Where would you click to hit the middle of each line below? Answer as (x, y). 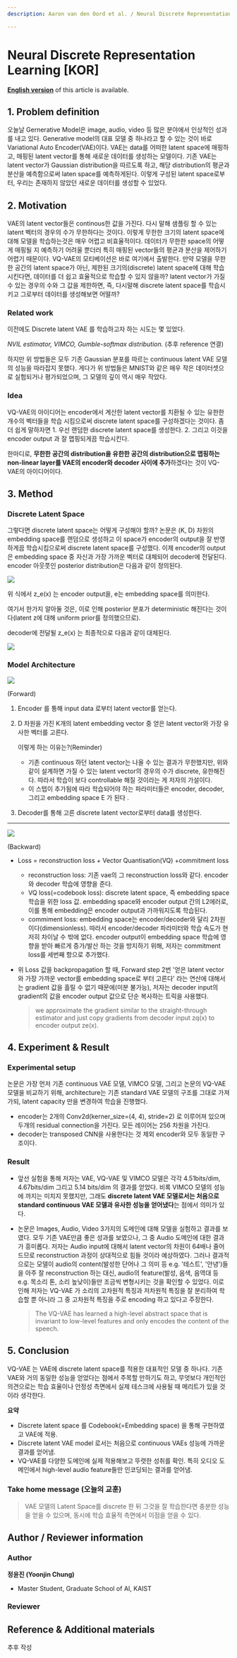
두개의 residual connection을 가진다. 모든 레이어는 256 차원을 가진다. (114, 1125)
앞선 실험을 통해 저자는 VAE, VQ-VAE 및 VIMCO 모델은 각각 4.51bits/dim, (119, 1178)
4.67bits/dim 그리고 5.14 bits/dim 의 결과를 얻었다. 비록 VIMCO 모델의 (115, 1187)
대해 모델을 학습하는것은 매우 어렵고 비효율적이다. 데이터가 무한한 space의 (109, 241)
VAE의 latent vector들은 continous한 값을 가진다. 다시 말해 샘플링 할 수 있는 (112, 224)
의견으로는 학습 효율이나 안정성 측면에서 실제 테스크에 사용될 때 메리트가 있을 (113, 1386)
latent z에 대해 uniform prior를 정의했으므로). (78, 618)
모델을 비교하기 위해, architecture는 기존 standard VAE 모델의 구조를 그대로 (112, 1093)
